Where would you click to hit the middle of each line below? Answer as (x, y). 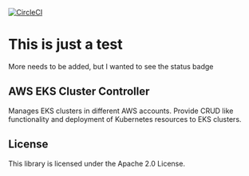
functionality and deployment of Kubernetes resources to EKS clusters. (125, 119)
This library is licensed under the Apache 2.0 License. (97, 163)
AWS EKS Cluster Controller (79, 92)
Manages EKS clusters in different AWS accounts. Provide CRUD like (121, 111)
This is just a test (65, 45)
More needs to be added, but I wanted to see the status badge (111, 66)
